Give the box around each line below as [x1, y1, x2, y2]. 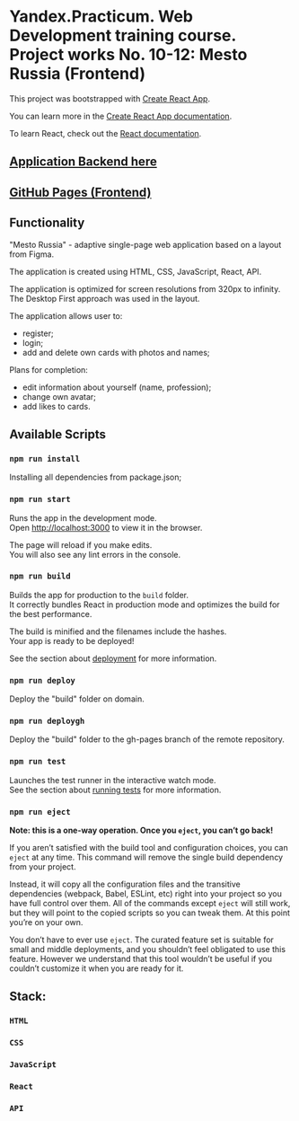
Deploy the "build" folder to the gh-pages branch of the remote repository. [9, 734, 286, 745]
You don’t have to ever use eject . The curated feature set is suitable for [9, 934, 274, 945]
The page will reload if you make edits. [9, 539, 153, 550]
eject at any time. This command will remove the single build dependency [9, 852, 284, 862]
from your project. [9, 861, 76, 872]
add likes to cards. [22, 401, 92, 411]
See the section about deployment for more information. [9, 653, 217, 664]
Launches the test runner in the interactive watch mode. [9, 774, 217, 785]
